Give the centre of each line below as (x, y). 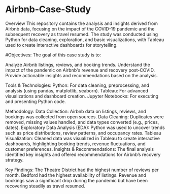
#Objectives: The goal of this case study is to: (53, 55)
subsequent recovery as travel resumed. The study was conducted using (82, 34)
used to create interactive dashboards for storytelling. (61, 45)
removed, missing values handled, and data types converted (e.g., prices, (82, 122)
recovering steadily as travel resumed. (45, 186)
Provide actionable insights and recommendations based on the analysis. (82, 75)
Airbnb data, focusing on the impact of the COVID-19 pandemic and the (80, 28)
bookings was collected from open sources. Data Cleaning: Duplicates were (84, 117)
